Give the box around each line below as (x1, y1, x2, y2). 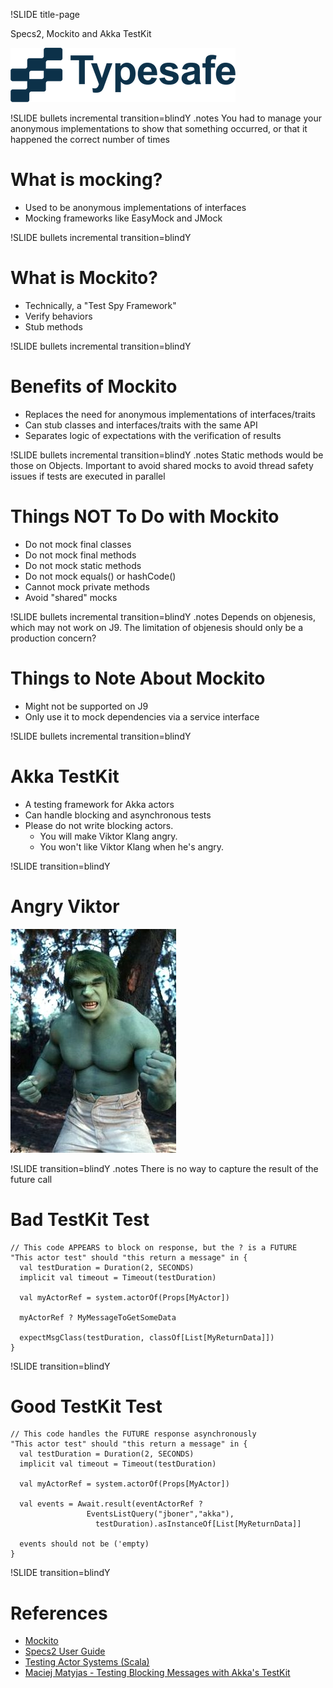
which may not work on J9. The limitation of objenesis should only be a (10, 621, 304, 633)
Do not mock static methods (24, 559, 142, 571)
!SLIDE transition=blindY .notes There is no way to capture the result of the (10, 1162, 319, 1174)
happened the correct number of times (10, 134, 171, 145)
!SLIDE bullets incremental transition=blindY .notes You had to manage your (10, 112, 322, 124)
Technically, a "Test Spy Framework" (24, 299, 177, 311)
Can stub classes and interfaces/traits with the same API (24, 419, 258, 431)
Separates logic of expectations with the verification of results (24, 429, 282, 441)
